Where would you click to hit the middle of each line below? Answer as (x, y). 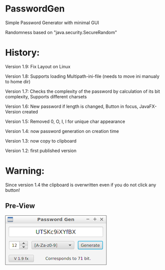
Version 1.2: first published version (41, 151)
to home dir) (18, 81)
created (30, 111)
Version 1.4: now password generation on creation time (62, 131)
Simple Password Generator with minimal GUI (52, 23)
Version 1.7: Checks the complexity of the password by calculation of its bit (83, 91)
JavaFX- (148, 106)
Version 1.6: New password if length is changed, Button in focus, (72, 106)
